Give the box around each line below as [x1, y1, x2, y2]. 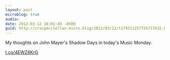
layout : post [5, 7, 33, 12]
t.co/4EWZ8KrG [5, 49, 38, 55]
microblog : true [5, 12, 39, 17]
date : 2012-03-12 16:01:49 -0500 [5, 21, 76, 26]
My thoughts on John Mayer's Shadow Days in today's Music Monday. [5, 39, 152, 45]
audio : [5, 16, 19, 21]
